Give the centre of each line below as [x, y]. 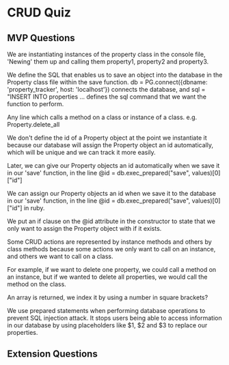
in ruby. [34, 208]
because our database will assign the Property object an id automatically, [110, 145]
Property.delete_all [33, 124]
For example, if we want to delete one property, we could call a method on [112, 269]
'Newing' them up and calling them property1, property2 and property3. [108, 62]
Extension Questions [52, 354]
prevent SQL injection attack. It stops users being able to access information [114, 318]
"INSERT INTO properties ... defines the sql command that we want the [107, 97]
